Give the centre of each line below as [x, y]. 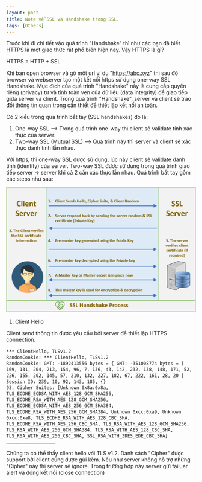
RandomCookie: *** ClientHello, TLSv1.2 [58, 358]
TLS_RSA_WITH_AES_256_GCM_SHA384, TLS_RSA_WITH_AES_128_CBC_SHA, [90, 430]
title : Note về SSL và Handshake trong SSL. [63, 19]
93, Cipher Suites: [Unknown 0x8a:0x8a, [58, 388]
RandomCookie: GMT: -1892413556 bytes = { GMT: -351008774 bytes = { [95, 364]
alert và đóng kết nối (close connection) [56, 473]
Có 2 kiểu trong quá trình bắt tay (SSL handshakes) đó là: [77, 117]
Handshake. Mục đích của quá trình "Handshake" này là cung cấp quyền [96, 86]
